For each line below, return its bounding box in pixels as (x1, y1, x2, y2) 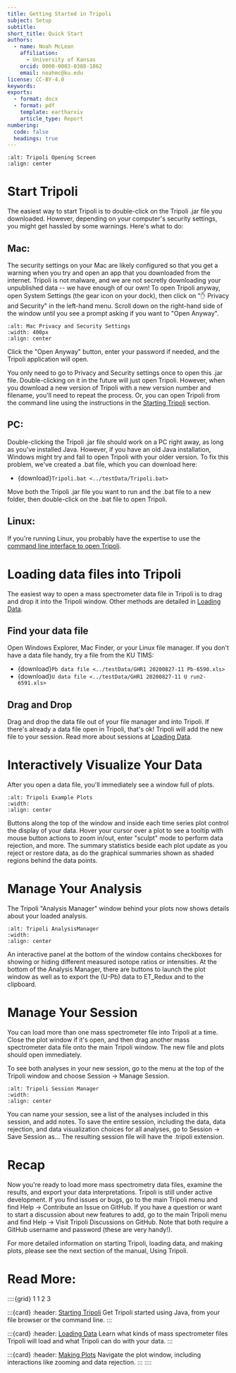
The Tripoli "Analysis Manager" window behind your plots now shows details (7, 904, 230, 913)
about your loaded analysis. (7, 912, 88, 921)
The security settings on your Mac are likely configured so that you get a (7, 261, 218, 269)
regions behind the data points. (7, 856, 98, 865)
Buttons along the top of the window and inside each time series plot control (7, 819, 229, 827)
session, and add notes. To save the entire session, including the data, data (7, 1118, 226, 1126)
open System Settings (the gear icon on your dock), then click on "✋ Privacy (7, 292, 230, 300)
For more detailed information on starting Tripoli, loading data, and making (7, 1238, 223, 1248)
